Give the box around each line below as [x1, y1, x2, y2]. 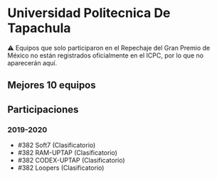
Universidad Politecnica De [7, 5, 171, 21]
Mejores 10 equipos [7, 80, 96, 92]
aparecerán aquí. [7, 58, 58, 67]
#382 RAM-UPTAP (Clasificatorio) [17, 148, 117, 157]
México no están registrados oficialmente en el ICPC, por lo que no [7, 51, 204, 60]
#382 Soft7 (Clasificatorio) [17, 141, 96, 150]
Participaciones [7, 103, 79, 115]
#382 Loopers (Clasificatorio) [17, 163, 105, 172]
